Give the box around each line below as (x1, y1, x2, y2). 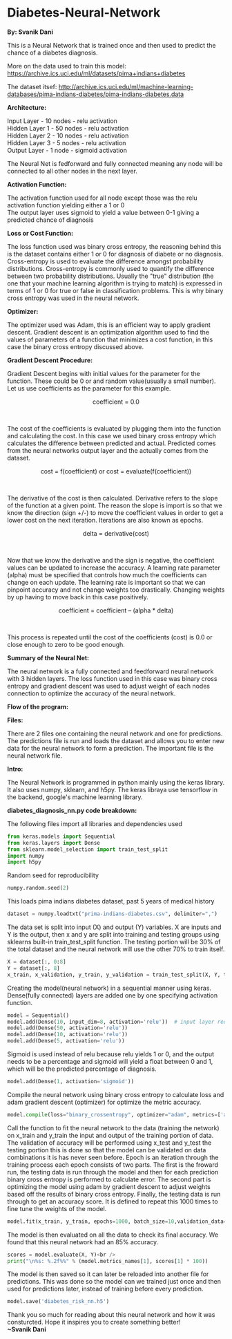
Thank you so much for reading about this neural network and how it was (7, 1311, 215, 1319)
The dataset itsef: (7, 82, 57, 91)
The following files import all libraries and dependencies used (7, 819, 183, 827)
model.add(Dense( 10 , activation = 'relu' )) (7, 1031, 128, 1038)
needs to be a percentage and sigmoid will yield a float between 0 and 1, (7, 1058, 213, 1066)
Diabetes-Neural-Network (7, 5, 161, 21)
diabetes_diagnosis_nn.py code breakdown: (7, 806, 137, 814)
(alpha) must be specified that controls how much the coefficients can (7, 570, 207, 579)
